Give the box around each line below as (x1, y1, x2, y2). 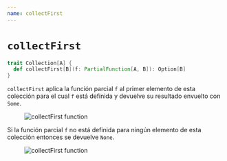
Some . (7, 99, 22, 108)
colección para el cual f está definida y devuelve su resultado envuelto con (7, 92, 221, 100)
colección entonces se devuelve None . (7, 133, 115, 141)
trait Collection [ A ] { (7, 60, 72, 66)
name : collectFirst (7, 10, 63, 17)
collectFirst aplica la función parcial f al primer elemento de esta (7, 85, 196, 93)
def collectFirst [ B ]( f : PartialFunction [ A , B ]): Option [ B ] (13, 66, 186, 73)
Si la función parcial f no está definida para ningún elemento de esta (7, 126, 202, 134)
